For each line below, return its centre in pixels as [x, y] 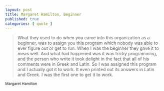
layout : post [19, 10]
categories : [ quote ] [29, 24]
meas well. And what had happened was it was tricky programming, [87, 54]
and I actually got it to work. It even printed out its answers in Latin [86, 70]
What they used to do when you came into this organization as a [83, 38]
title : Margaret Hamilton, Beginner [43, 14]
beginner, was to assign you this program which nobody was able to [88, 43]
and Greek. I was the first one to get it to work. [65, 75]
